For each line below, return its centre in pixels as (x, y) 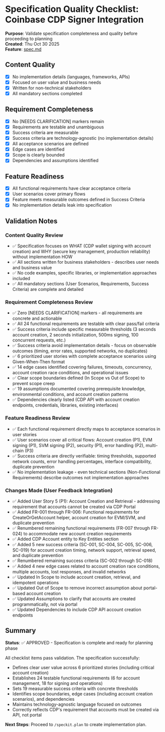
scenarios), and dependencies (43, 699)
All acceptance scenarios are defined (51, 144)
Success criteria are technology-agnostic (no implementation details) (83, 138)
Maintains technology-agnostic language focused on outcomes (77, 704)
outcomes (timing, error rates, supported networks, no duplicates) (80, 351)
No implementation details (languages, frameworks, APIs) (71, 77)
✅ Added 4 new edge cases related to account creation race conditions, (86, 566)
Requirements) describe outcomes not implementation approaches (81, 477)
